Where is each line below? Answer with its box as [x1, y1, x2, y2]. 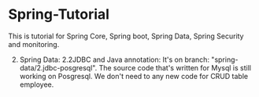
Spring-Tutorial [8, 5, 110, 23]
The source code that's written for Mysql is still [98, 63, 252, 72]
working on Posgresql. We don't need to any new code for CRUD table [19, 71, 249, 81]
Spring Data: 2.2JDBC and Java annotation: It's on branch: [19, 55, 210, 64]
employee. [19, 80, 54, 89]
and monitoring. [8, 39, 60, 48]
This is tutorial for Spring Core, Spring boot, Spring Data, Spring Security [8, 31, 244, 41]
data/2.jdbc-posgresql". [19, 63, 98, 72]
